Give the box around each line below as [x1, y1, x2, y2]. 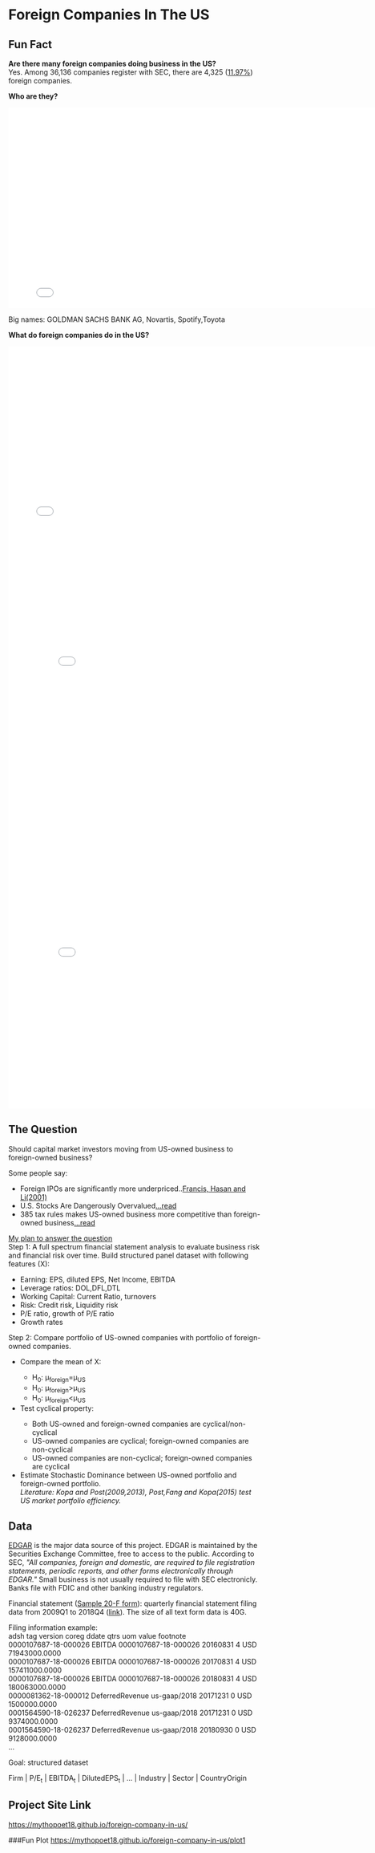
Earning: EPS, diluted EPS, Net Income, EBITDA [19, 1274, 176, 1284]
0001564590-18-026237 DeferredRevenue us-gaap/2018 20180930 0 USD [8, 1725, 256, 1735]
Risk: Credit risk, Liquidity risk [19, 1300, 119, 1310]
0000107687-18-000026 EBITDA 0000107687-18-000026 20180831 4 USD [8, 1674, 258, 1684]
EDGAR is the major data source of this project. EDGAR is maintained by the [8, 1541, 258, 1550]
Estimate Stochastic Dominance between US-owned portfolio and [19, 1470, 237, 1480]
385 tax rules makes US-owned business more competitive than [19, 1209, 232, 1219]
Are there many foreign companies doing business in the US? [8, 59, 216, 68]
